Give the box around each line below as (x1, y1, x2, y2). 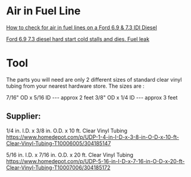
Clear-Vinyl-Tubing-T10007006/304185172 (6, 164, 111, 171)
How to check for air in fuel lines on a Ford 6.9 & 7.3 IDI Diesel (6, 24, 158, 31)
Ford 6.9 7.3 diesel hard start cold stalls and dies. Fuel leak (6, 35, 150, 42)
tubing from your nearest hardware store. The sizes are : (6, 82, 145, 89)
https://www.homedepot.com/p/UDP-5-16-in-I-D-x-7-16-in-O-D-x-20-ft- (6, 157, 185, 164)
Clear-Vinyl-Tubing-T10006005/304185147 (6, 139, 111, 147)
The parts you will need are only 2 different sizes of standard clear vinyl (6, 76, 182, 83)
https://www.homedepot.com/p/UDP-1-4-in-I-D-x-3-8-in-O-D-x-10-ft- (6, 133, 180, 141)
